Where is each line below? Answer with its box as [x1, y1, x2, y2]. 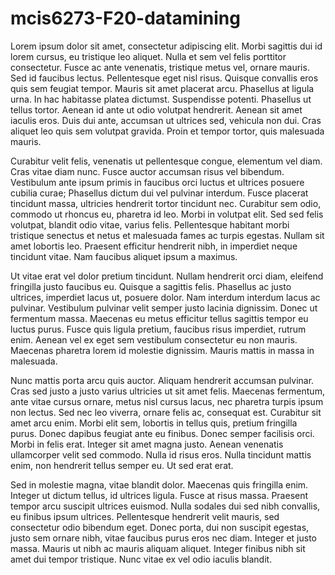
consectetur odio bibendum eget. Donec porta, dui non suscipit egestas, [10, 521, 310, 533]
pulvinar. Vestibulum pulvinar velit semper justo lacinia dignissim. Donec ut [10, 302, 318, 314]
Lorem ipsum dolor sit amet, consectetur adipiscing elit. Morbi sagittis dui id [10, 40, 323, 52]
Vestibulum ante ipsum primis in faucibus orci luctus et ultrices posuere [10, 176, 305, 188]
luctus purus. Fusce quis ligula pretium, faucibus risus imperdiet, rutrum [10, 323, 307, 335]
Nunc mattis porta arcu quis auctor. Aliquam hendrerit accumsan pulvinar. [10, 374, 315, 386]
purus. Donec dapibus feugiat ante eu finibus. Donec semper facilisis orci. [10, 427, 315, 439]
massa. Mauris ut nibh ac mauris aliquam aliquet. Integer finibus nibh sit [10, 542, 306, 554]
